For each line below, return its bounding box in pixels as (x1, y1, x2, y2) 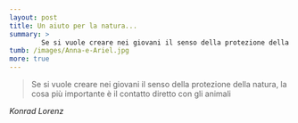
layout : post (9, 12, 58, 22)
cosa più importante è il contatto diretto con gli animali (30, 88, 232, 99)
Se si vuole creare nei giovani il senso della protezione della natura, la (30, 79, 287, 89)
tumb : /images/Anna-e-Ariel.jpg (9, 46, 129, 55)
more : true (9, 54, 50, 63)
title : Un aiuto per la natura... (9, 21, 138, 30)
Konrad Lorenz (9, 106, 64, 116)
